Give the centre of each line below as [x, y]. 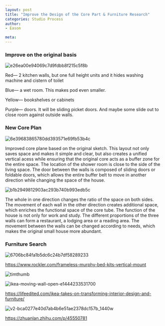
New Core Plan [23, 128]
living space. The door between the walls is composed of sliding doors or [80, 169]
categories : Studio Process [34, 19]
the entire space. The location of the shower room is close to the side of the [83, 164]
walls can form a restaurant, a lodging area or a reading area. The [72, 220]
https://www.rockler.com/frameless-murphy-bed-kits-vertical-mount [76, 264]
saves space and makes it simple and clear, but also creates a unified [76, 154]
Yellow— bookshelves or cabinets [40, 100]
